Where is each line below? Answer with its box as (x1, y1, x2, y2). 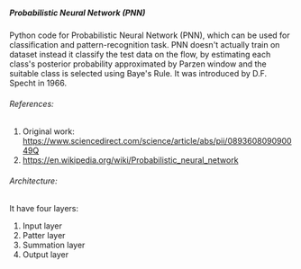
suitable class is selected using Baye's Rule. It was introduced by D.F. (9, 67, 268, 78)
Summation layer (22, 239, 86, 251)
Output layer (22, 249, 69, 260)
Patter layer (22, 230, 66, 241)
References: (9, 98, 54, 109)
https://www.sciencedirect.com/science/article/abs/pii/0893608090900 (22, 136, 292, 147)
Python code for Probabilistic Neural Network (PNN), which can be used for (9, 30, 290, 40)
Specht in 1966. (9, 77, 68, 88)
